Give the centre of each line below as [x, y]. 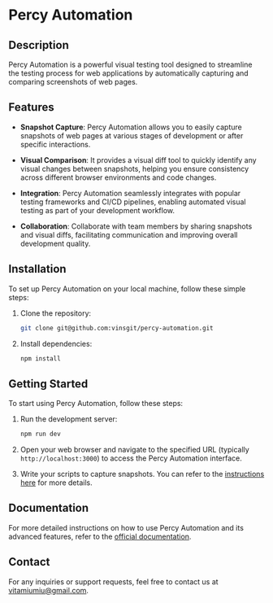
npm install [40, 358]
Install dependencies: [56, 343]
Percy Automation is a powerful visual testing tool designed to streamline [130, 64]
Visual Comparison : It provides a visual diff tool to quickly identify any [139, 159]
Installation [37, 269]
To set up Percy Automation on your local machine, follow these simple [127, 288]
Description [39, 45]
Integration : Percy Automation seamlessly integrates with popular [130, 193]
